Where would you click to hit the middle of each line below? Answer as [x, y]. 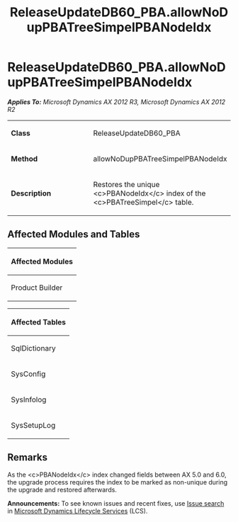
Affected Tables [38, 322]
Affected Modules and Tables [74, 234]
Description [31, 193]
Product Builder [37, 288]
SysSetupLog [33, 425]
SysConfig [28, 374]
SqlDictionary [33, 348]
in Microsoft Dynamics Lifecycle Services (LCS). [78, 511]
